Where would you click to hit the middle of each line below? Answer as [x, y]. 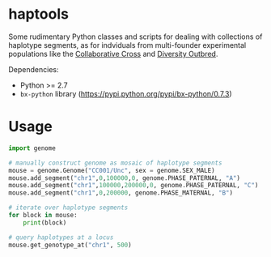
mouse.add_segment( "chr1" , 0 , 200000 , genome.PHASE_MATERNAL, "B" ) [121, 193]
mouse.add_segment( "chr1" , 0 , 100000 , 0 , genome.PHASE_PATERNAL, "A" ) [125, 178]
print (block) [45, 223]
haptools [38, 14]
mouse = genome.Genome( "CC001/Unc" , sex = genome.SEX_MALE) [112, 170]
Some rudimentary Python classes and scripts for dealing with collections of [135, 36]
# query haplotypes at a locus [61, 237]
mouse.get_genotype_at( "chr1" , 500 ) [70, 245]
